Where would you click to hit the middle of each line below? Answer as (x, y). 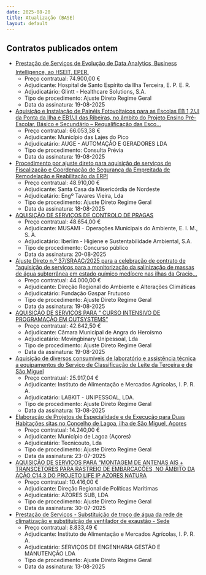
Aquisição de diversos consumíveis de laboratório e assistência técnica (105, 358)
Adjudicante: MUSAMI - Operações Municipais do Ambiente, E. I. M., (111, 228)
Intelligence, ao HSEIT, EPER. (52, 72)
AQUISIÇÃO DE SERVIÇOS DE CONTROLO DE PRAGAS (84, 216)
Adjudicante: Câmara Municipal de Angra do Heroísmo (93, 333)
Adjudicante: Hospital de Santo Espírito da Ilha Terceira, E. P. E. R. (107, 85)
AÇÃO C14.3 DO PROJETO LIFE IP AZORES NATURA (81, 476)
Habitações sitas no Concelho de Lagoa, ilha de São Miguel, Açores (101, 424)
